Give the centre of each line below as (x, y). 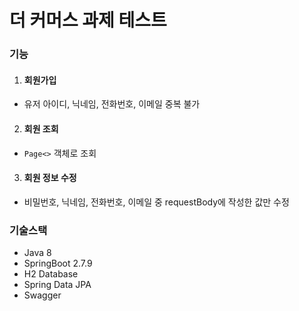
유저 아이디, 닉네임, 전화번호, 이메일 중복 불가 (112, 104)
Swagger (42, 295)
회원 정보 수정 (50, 178)
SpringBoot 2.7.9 (58, 263)
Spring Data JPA (57, 285)
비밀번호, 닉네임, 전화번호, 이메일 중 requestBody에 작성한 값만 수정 (156, 202)
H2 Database (51, 274)
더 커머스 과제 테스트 (88, 20)
